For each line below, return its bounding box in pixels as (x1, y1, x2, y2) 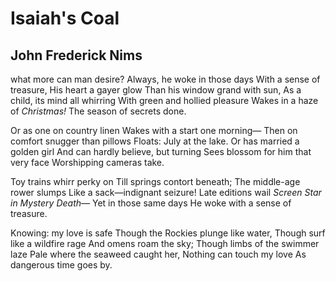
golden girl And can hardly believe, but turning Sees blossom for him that (10, 146, 312, 157)
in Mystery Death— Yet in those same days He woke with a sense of (10, 197, 292, 209)
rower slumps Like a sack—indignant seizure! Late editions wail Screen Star (10, 187, 322, 198)
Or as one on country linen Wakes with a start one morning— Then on (10, 125, 298, 136)
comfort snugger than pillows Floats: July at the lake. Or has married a (10, 135, 300, 147)
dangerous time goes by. (10, 259, 113, 271)
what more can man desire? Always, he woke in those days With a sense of (10, 73, 321, 85)
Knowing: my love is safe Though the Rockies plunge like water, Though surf (10, 227, 326, 239)
